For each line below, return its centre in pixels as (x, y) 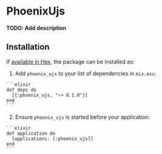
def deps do (21, 90)
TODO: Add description (36, 28)
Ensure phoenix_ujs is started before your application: (83, 117)
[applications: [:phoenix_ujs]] (53, 139)
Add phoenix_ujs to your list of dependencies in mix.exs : (86, 73)
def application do (31, 133)
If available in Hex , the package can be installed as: (70, 61)
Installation (28, 47)
